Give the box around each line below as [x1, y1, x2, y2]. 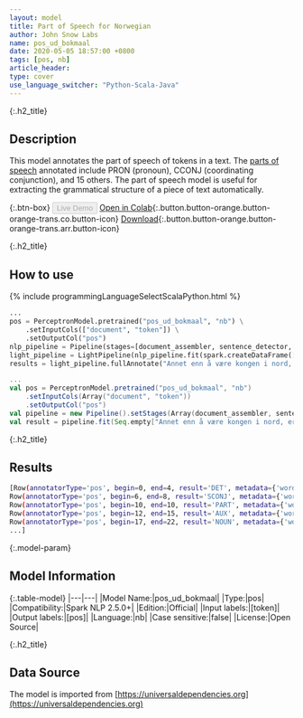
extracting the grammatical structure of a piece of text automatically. [9, 184, 264, 195]
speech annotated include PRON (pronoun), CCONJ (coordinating [9, 165, 254, 176]
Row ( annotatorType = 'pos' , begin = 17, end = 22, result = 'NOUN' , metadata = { [9, 517, 284, 526]
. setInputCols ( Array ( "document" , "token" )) [25, 392, 192, 402]
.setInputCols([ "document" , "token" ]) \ [25, 326, 179, 335]
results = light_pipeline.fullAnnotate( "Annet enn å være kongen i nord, [9, 359, 293, 368]
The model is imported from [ [9, 689, 119, 700]
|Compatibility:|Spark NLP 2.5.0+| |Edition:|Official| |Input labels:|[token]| [9, 602, 280, 613]
